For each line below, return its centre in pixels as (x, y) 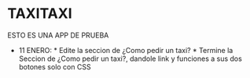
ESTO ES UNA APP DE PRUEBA (58, 35)
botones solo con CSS (55, 66)
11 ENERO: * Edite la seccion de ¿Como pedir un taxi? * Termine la (126, 50)
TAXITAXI (40, 14)
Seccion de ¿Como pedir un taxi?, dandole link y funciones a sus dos (131, 58)
